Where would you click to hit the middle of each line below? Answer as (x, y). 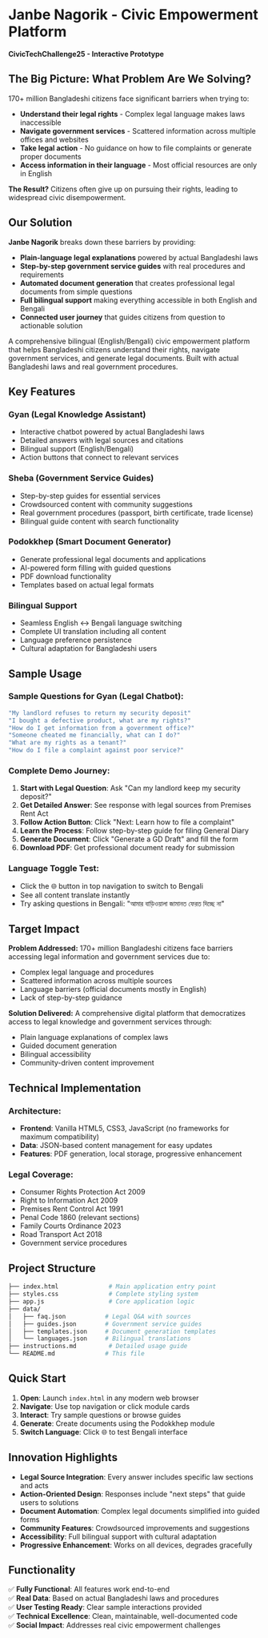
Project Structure (52, 1268)
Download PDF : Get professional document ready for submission (127, 848)
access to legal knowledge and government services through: (110, 1022)
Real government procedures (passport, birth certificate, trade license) (136, 512)
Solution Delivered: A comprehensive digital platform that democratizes (127, 1014)
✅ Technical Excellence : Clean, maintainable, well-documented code (123, 1616)
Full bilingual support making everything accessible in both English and (138, 300)
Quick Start (37, 1379)
